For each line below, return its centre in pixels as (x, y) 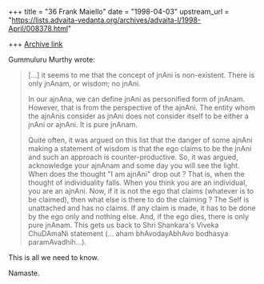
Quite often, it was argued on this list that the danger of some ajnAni (140, 140)
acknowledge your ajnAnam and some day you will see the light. (134, 166)
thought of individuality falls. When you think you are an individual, (138, 182)
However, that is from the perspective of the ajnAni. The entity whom (142, 108)
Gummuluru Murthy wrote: (52, 60)
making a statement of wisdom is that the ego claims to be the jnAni (140, 148)
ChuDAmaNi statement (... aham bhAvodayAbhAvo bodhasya (128, 234)
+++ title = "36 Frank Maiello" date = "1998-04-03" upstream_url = (119, 12)
